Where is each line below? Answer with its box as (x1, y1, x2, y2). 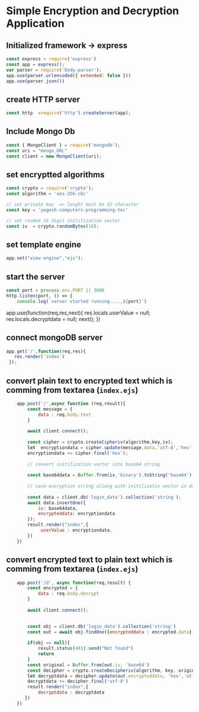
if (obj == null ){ (27, 640, 70, 646)
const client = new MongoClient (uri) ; (6, 153, 102, 159)
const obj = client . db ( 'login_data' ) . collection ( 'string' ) (27, 623, 176, 629)
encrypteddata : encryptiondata (37, 511, 115, 517)
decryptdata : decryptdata (37, 689, 105, 695)
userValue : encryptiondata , (40, 527, 113, 534)
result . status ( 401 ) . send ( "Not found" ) (37, 646, 134, 652)
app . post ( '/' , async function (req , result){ (17, 400, 126, 406)
